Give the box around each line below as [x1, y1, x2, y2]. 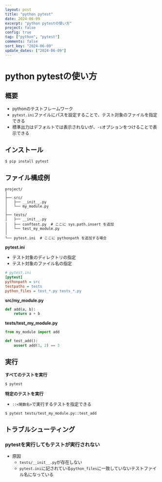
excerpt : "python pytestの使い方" [5, 21, 72, 26]
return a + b [14, 311, 40, 316]
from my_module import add [5, 330, 60, 335]
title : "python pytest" [5, 12, 54, 17]
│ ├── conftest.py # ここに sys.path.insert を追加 [5, 222, 114, 227]
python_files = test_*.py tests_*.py [5, 288, 82, 294]
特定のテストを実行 [5, 390, 44, 396]
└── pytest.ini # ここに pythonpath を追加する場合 [5, 236, 107, 241]
